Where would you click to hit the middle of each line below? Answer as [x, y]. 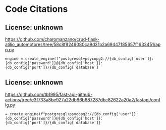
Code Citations [36, 9]
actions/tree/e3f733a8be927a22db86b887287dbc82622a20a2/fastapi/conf [83, 99]
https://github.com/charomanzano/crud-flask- [53, 39]
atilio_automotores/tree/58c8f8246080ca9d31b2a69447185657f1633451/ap [83, 44]
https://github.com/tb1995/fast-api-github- [49, 94]
